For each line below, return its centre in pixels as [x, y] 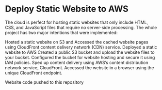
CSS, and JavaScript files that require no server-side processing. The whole [81, 27]
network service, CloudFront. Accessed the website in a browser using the [80, 67]
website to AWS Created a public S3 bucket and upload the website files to [80, 52]
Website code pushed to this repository [44, 82]
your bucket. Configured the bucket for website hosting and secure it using [80, 57]
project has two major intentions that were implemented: [61, 32]
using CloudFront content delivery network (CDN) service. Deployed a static [81, 47]
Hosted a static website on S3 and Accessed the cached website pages [77, 42]
